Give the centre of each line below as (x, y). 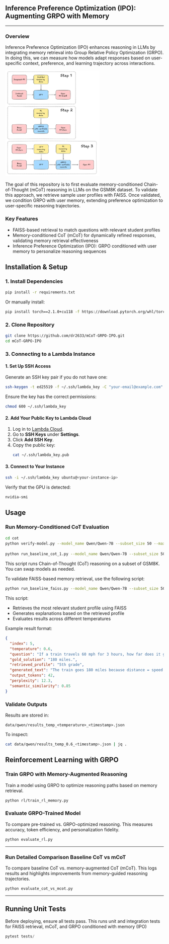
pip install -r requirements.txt (40, 292)
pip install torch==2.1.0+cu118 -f (43, 312)
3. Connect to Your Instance (35, 466)
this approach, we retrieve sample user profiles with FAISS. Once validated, (83, 195)
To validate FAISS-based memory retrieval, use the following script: (75, 579)
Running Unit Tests (36, 909)
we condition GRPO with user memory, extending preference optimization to (84, 200)
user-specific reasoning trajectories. (43, 206)
